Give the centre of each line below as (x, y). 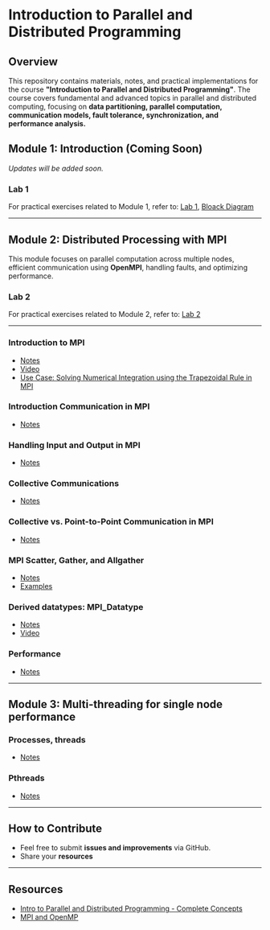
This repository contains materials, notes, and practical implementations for (133, 81)
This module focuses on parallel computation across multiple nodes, (121, 258)
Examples (36, 586)
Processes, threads (47, 739)
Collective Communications (63, 484)
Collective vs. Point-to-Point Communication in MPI (111, 522)
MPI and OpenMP (49, 917)
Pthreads (27, 778)
